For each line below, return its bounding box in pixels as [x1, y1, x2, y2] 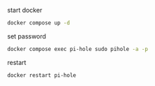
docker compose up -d [7, 20, 71, 27]
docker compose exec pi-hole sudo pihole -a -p [7, 45, 149, 52]
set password [7, 31, 47, 41]
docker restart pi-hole [7, 71, 77, 79]
